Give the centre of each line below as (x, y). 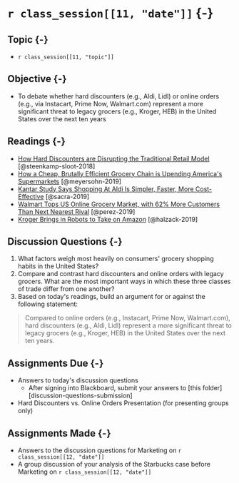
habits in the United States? (58, 266)
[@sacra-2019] (67, 196)
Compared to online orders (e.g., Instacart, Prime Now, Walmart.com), (127, 318)
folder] (212, 388)
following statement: (48, 304)
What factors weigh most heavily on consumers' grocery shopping (116, 259)
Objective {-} (37, 79)
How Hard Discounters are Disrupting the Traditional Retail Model (113, 158)
